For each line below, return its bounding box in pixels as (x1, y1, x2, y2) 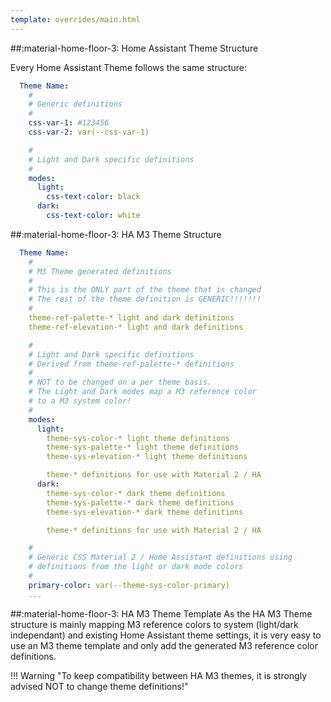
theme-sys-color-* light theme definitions (46, 433, 230, 443)
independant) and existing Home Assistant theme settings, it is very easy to (10, 629, 322, 641)
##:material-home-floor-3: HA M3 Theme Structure (10, 228, 222, 240)
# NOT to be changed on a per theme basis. (28, 377, 213, 388)
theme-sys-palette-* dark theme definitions (46, 497, 235, 508)
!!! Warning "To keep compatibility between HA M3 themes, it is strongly (10, 669, 308, 681)
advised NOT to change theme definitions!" (10, 680, 189, 692)
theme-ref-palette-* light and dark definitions (28, 313, 235, 323)
